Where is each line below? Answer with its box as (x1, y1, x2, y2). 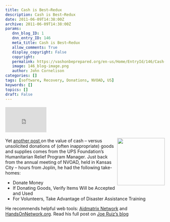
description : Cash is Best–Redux (5, 12, 76, 17)
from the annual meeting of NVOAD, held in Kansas (5, 159, 112, 165)
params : (5, 26, 22, 31)
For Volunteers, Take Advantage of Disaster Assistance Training (12, 196, 146, 202)
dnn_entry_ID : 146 (12, 36, 51, 41)
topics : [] (5, 87, 28, 92)
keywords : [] (5, 82, 33, 87)
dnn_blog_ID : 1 (12, 31, 44, 36)
